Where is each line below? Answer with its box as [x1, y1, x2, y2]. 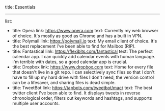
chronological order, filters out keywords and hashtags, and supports [12, 95, 152, 101]
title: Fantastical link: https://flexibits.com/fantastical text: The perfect [12, 48, 153, 54]
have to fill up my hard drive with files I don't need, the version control [12, 74, 154, 80]
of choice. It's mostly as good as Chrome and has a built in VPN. [12, 33, 143, 39]
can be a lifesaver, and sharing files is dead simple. [12, 80, 116, 85]
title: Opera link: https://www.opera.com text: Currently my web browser [12, 28, 159, 33]
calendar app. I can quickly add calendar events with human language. [12, 54, 156, 59]
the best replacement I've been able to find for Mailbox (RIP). [12, 44, 136, 49]
